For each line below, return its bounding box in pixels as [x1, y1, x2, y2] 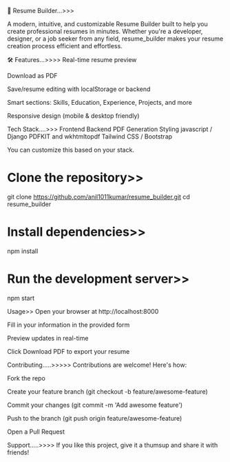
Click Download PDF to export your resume [7, 347, 130, 355]
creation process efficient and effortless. [7, 42, 123, 50]
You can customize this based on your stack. [7, 145, 134, 154]
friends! [7, 448, 30, 456]
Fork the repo [7, 374, 46, 382]
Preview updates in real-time [7, 334, 89, 342]
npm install [7, 247, 39, 255]
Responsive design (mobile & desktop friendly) [7, 112, 140, 120]
